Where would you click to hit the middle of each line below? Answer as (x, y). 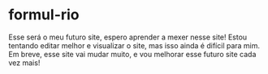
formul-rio (44, 15)
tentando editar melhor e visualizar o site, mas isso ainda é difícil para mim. (134, 45)
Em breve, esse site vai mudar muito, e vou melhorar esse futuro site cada (132, 54)
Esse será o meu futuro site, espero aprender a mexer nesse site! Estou (128, 37)
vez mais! (24, 63)
